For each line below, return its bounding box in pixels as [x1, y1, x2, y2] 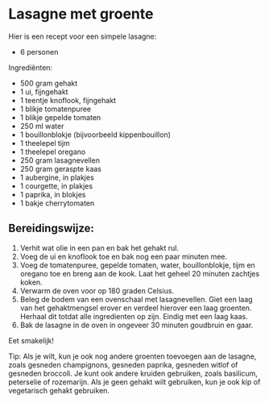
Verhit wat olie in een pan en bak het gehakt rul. [19, 243, 180, 252]
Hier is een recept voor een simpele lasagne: [8, 31, 157, 41]
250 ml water [19, 121, 64, 131]
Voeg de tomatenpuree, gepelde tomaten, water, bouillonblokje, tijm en [19, 260, 255, 270]
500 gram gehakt [19, 78, 78, 88]
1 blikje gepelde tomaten [19, 112, 101, 122]
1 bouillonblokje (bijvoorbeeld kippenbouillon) [19, 130, 172, 139]
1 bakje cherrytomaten [19, 198, 95, 208]
